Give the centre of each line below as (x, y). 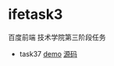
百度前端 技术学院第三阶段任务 (57, 37)
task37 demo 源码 (48, 53)
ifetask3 (36, 15)
